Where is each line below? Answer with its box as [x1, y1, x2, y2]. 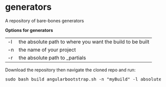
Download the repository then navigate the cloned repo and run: [5, 67, 136, 73]
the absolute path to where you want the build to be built [18, 38, 150, 45]
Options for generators [5, 27, 53, 33]
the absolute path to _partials [18, 54, 86, 61]
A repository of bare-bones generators [5, 18, 84, 24]
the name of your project [18, 46, 76, 53]
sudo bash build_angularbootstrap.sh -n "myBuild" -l [5, 76, 138, 82]
